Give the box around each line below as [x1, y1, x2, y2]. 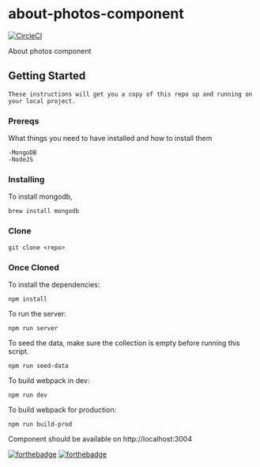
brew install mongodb [8, 207, 80, 215]
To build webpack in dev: [8, 375, 90, 385]
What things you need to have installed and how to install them [8, 134, 213, 143]
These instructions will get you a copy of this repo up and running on [8, 90, 253, 98]
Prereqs [8, 116, 40, 127]
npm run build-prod [8, 420, 73, 428]
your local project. [8, 97, 77, 105]
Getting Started [8, 69, 86, 83]
